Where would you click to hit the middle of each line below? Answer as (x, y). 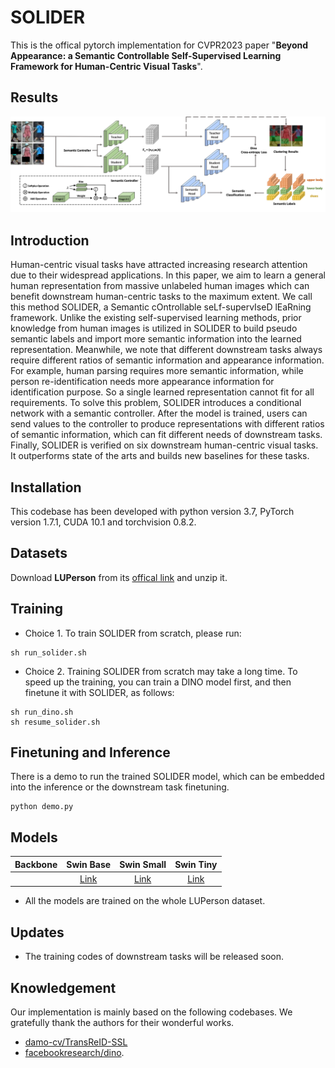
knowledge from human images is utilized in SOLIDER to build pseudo (154, 328)
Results (34, 97)
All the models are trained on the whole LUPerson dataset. (145, 901)
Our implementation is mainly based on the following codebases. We (151, 1012)
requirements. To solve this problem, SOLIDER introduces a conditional (156, 403)
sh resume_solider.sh (55, 722)
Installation (46, 487)
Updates (37, 932)
